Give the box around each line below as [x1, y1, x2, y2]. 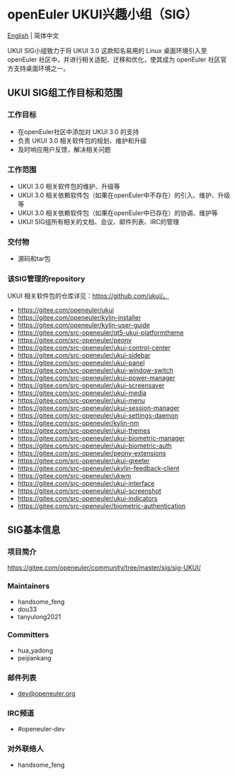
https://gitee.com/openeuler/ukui [17, 306, 115, 314]
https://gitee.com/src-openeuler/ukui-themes [17, 426, 151, 435]
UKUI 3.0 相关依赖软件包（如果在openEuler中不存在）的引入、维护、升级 [17, 191, 231, 199]
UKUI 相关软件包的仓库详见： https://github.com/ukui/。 [7, 292, 170, 300]
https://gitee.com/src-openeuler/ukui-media [17, 388, 147, 397]
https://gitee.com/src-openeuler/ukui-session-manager [17, 404, 180, 412]
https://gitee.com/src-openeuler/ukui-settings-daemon [17, 411, 179, 419]
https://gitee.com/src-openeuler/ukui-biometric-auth [17, 441, 172, 450]
